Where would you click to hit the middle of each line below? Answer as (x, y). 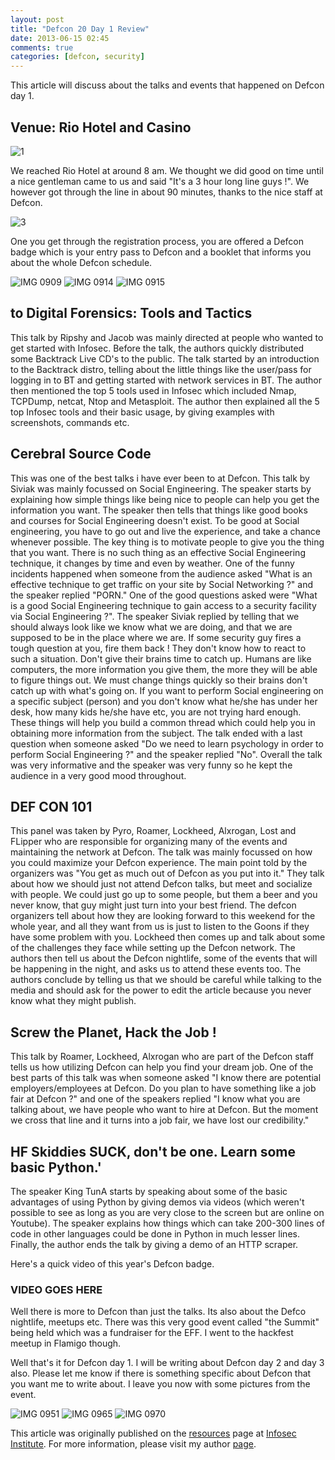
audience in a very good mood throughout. (98, 775)
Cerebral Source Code (81, 454)
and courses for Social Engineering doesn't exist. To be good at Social (155, 520)
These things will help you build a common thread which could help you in (163, 722)
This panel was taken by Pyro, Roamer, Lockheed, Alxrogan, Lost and (153, 831)
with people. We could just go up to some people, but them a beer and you (164, 895)
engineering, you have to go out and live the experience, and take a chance (166, 531)
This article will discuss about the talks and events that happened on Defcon (167, 85)
